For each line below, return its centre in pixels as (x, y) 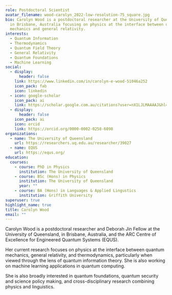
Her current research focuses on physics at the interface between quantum (85, 250)
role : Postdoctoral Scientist (38, 10)
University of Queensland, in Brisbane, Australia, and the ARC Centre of (81, 234)
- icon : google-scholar (35, 96)
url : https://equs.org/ (40, 153)
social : (14, 67)
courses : (19, 162)
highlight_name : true (28, 205)
